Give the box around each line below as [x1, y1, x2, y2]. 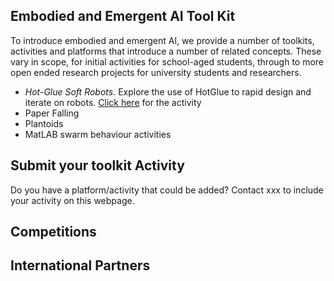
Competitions [10, 224, 97, 241]
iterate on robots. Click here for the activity [24, 96, 202, 108]
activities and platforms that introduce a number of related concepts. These [10, 45, 322, 57]
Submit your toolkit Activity [10, 157, 185, 174]
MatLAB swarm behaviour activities [24, 128, 172, 140]
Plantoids [24, 117, 64, 129]
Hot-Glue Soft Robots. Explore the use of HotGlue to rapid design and [24, 85, 312, 98]
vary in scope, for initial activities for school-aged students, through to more [10, 55, 325, 68]
